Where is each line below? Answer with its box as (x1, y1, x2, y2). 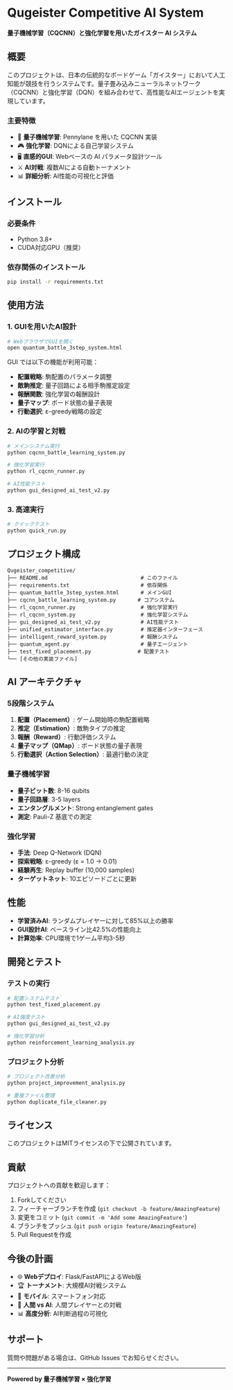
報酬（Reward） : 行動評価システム (17, 733, 116, 741)
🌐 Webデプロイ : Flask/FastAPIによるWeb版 (17, 1273, 142, 1281)
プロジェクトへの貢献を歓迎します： (7, 1181, 111, 1190)
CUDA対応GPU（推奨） (17, 243, 85, 251)
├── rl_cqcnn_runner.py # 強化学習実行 (7, 603, 178, 611)
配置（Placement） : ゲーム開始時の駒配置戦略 (17, 716, 150, 724)
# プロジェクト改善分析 (7, 1073, 66, 1080)
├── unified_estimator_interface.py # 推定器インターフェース (7, 626, 203, 633)
